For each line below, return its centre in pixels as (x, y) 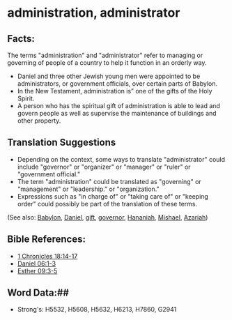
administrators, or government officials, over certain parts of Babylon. (117, 84)
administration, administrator (94, 13)
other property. (39, 121)
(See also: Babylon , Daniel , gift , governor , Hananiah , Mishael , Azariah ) (108, 217)
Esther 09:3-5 (37, 271)
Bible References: (46, 239)
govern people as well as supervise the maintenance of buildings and (117, 113)
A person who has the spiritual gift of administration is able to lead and (119, 106)
